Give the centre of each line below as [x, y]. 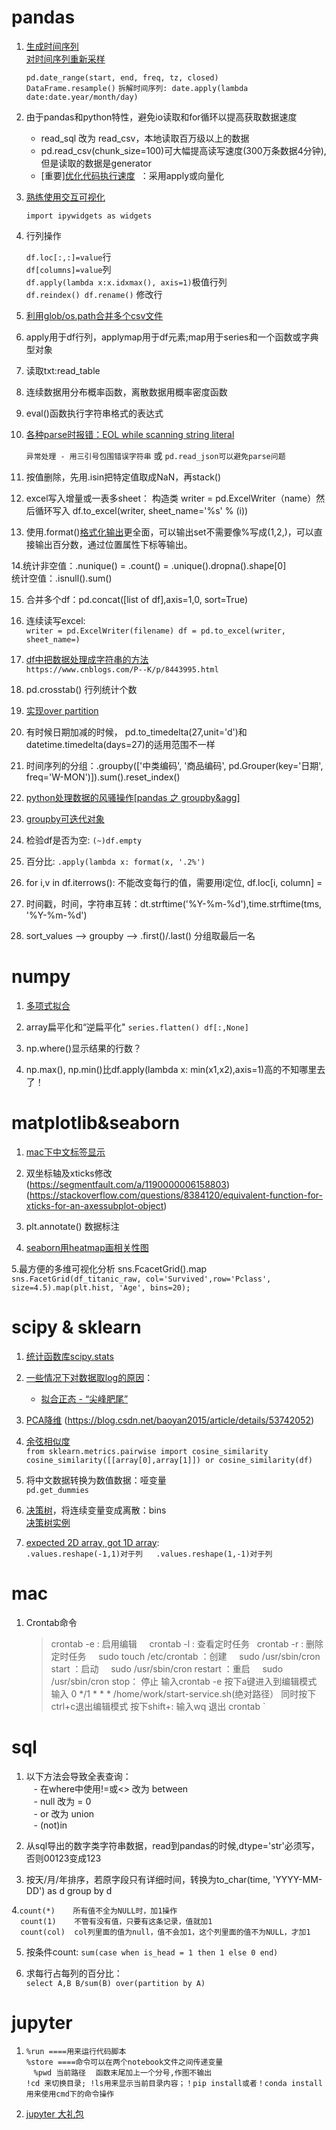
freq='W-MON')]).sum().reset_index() [103, 777]
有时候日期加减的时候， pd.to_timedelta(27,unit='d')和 [136, 732]
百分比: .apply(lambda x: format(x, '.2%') [115, 861]
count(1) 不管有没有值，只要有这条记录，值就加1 [116, 1921]
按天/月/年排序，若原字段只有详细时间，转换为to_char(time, [148, 1879]
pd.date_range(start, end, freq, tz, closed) [122, 77]
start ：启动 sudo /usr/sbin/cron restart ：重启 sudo [167, 1668]
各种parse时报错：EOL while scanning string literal [130, 434]
